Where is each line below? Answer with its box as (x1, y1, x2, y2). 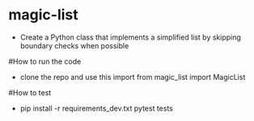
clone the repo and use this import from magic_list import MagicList (19, 72, 246, 81)
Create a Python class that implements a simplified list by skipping (19, 32, 241, 42)
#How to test (8, 87, 52, 98)
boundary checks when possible (19, 40, 129, 50)
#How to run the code (8, 56, 82, 66)
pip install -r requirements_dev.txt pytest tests (19, 103, 174, 113)
